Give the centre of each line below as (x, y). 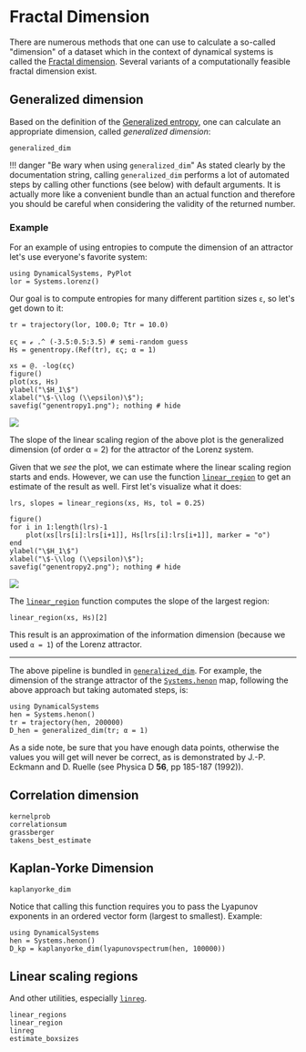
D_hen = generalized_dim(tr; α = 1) (79, 731)
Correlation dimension (74, 795)
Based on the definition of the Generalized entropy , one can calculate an (145, 121)
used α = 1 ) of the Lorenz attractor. (76, 645)
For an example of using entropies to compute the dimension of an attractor (151, 247)
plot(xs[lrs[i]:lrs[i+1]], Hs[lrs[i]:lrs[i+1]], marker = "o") (148, 535)
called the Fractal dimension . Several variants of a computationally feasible (150, 61)
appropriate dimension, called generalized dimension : (110, 131)
